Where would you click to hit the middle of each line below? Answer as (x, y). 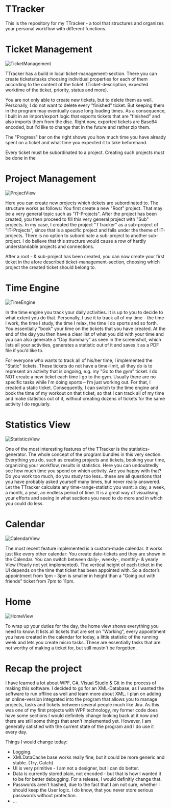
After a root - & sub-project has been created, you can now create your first (85, 256)
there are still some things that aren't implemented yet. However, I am (78, 721)
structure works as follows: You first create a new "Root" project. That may (84, 208)
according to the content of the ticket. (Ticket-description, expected (77, 84)
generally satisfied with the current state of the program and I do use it (80, 726)
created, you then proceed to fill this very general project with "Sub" (77, 219)
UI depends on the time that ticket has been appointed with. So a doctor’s (82, 570)
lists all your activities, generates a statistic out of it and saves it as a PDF (82, 345)
